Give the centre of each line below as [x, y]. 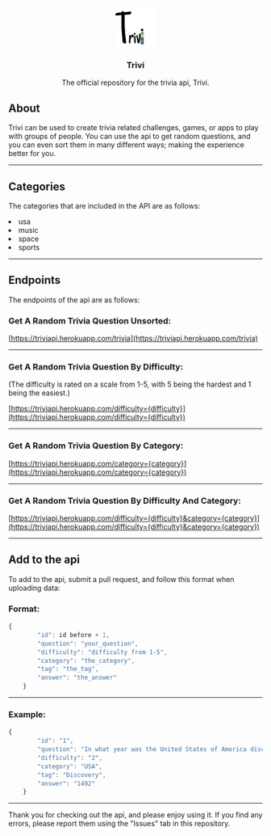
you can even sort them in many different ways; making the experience [126, 145]
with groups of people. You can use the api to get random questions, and [130, 137]
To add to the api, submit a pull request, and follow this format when [121, 579]
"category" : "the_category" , [86, 661]
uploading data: [34, 588]
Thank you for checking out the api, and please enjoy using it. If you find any [135, 815]
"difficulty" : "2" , [70, 758]
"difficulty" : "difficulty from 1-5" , [102, 652]
